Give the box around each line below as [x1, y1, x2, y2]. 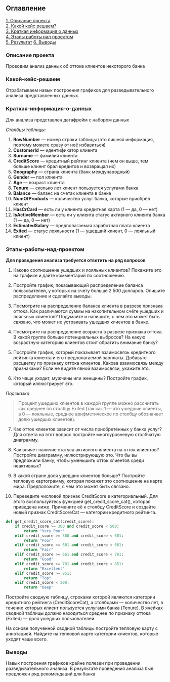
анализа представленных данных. [6, 93, 80, 99]
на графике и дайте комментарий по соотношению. [13, 273, 125, 278]
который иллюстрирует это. [13, 380, 74, 387]
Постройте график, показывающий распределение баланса [13, 282, 143, 288]
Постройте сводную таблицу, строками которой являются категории [6, 594, 156, 600]
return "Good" [24, 557, 54, 562]
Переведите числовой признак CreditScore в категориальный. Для [13, 493, 158, 499]
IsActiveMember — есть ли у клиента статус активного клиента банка [13, 211, 165, 218]
